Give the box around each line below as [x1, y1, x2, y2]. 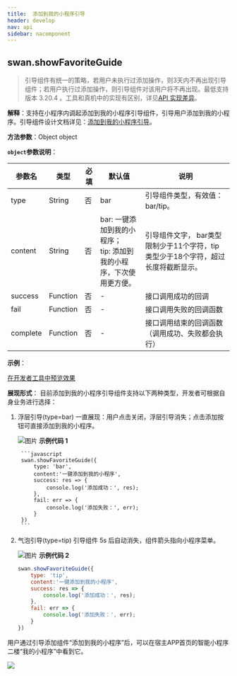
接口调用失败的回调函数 [145, 305, 224, 315]
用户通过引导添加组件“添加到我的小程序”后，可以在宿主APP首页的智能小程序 [7, 638, 229, 646]
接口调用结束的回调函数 [145, 318, 224, 328]
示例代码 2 [38, 551, 69, 560]
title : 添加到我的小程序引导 [7, 10, 86, 18]
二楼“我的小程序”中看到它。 [7, 647, 87, 655]
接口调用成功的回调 [145, 292, 209, 302]
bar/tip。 [145, 201, 174, 211]
